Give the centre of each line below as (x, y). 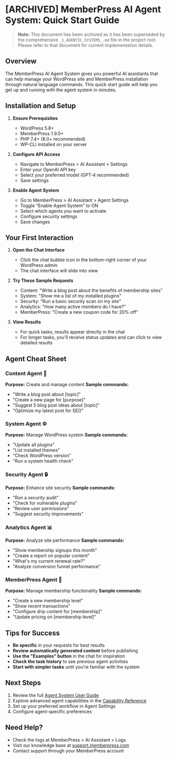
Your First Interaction (39, 237)
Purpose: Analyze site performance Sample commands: (65, 540)
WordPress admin (39, 265)
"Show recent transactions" (42, 606)
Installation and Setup (41, 106)
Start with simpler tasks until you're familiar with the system (76, 667)
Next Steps (23, 683)
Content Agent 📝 (26, 373)
